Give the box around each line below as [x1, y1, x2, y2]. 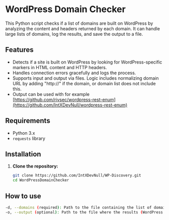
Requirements [5, 117, 50, 125]
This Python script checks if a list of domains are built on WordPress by [5, 20, 153, 26]
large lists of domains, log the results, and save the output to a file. [5, 31, 143, 37]
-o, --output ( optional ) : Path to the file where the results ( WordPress [5, 209, 163, 215]
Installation [5, 150, 41, 158]
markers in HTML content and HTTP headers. [12, 64, 107, 70]
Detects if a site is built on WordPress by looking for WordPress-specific [12, 59, 162, 65]
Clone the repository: [12, 163, 58, 170]
